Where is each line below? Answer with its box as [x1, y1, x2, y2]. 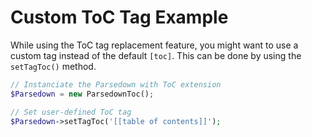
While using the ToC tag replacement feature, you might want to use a [10, 39, 299, 51]
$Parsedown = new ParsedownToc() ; [10, 89, 155, 99]
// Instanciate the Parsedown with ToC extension [10, 79, 222, 90]
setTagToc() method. [10, 60, 97, 72]
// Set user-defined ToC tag [10, 107, 132, 117]
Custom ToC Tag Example [10, 6, 229, 29]
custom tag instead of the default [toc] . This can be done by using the [10, 49, 302, 61]
